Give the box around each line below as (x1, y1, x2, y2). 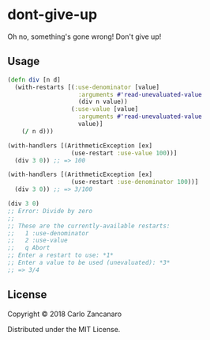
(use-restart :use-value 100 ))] (70, 149, 178, 157)
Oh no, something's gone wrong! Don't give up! (7, 32, 162, 41)
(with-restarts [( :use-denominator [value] (14, 83, 159, 91)
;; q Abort (7, 244, 51, 252)
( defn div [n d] (7, 75, 61, 84)
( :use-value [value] (70, 105, 139, 113)
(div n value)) (77, 97, 128, 106)
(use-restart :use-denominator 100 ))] (70, 178, 199, 186)
